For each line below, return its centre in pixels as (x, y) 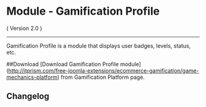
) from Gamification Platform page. (101, 77)
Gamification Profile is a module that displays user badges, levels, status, (99, 46)
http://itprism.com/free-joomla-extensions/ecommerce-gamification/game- (104, 70)
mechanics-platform (32, 77)
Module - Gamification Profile (83, 11)
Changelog (28, 96)
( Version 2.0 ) (24, 28)
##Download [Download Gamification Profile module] (74, 64)
